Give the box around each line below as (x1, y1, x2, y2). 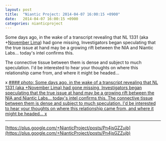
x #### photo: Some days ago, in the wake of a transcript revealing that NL (5, 80, 158, 85)
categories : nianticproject (5, 21, 63, 26)
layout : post (5, 7, 32, 12)
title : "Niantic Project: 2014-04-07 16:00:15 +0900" (5, 12, 121, 17)
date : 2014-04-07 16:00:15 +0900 (5, 16, 79, 21)
